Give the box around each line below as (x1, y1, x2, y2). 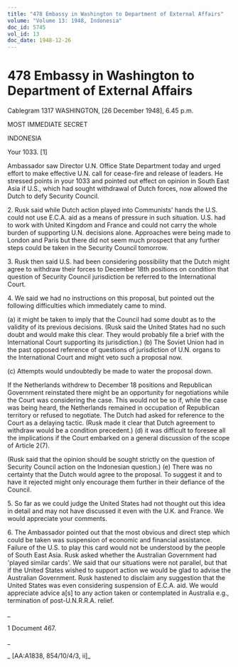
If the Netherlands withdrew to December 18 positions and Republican (7, 381, 212, 389)
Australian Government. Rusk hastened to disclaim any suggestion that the (7, 574, 226, 582)
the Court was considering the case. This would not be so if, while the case (7, 396, 228, 405)
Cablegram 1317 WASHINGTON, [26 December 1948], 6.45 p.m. (7, 106, 194, 115)
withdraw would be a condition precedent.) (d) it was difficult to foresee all (7, 426, 226, 435)
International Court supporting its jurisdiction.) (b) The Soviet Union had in (7, 338, 225, 346)
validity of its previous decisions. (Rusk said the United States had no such (7, 323, 226, 331)
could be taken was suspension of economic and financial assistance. (7, 536, 212, 544)
